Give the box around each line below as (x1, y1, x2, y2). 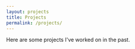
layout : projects (6, 8, 49, 15)
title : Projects (6, 14, 46, 20)
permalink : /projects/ (6, 20, 62, 26)
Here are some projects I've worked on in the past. (6, 36, 130, 44)
